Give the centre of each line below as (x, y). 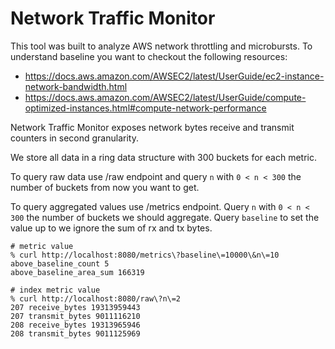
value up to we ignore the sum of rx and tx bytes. (111, 228)
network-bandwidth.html (76, 86)
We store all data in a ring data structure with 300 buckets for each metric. (164, 157)
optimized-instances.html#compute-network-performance (145, 108)
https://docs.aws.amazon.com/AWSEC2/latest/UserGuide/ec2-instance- (174, 76)
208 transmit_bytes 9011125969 (75, 333)
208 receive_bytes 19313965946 (75, 325)
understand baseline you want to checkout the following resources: (149, 56)
